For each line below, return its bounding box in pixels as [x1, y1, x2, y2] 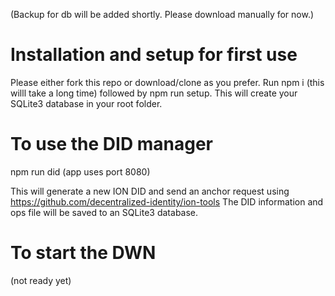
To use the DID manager [10, 133, 213, 156]
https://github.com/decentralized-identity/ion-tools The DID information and [10, 195, 324, 208]
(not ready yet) [10, 274, 72, 286]
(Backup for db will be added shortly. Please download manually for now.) [10, 9, 315, 20]
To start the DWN [10, 242, 157, 264]
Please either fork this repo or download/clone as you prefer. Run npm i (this [10, 76, 325, 88]
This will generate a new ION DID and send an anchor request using [10, 185, 290, 197]
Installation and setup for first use [10, 44, 298, 66]
